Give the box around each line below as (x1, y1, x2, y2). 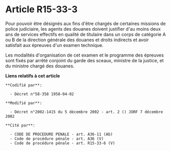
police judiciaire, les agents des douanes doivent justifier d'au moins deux (5, 26, 161, 32)
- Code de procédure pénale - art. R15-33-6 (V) (10, 140, 115, 146)
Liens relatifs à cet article (5, 72, 60, 79)
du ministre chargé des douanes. (5, 63, 75, 69)
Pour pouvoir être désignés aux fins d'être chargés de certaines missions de (5, 20, 166, 27)
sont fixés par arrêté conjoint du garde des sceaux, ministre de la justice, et (5, 57, 164, 63)
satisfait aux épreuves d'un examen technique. (5, 42, 104, 48)
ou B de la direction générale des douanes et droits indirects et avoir (5, 37, 149, 43)
